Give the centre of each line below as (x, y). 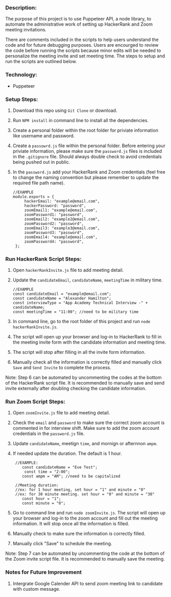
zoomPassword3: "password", (54, 232)
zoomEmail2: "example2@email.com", (62, 219)
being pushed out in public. (41, 162)
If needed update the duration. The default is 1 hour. (67, 453)
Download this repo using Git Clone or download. (65, 110)
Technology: (21, 75)
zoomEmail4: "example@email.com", (61, 237)
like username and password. (44, 135)
